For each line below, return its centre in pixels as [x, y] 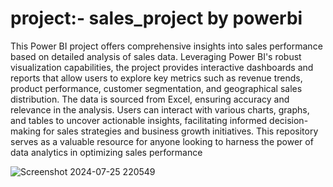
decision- [289, 120]
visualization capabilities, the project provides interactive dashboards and [162, 67]
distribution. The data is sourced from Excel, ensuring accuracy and [150, 99]
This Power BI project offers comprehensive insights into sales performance [166, 46]
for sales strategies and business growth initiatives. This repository [180, 131]
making [26, 131]
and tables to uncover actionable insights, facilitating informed [139, 120]
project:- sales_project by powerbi [156, 18]
